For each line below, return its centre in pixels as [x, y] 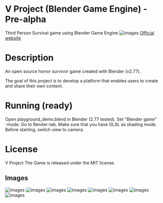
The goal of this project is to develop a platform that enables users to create [81, 81]
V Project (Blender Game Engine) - [76, 9]
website [13, 38]
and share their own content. [34, 86]
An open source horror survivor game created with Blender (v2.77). [73, 71]
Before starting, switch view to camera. [45, 129]
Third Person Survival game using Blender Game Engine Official [80, 33]
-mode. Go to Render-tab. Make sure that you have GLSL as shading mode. [81, 124]
